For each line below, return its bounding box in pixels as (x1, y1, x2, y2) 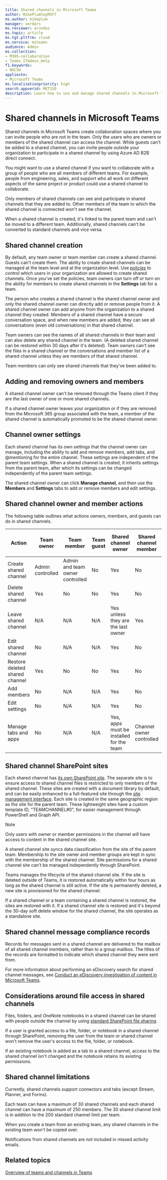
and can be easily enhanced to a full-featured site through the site (5, 791, 141, 797)
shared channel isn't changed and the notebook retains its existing (5, 1053, 142, 1059)
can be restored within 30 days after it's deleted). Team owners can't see (5, 343, 156, 349)
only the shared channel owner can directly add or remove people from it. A (5, 301, 161, 307)
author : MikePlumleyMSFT (5, 12, 57, 17)
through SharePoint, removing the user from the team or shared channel (5, 1033, 153, 1039)
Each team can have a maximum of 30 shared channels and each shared (5, 1101, 154, 1107)
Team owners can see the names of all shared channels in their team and (5, 332, 155, 338)
